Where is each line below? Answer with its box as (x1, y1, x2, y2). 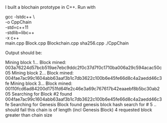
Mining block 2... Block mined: (11, 70, 74, 76)
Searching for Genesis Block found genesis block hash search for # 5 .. (10, 102, 157, 107)
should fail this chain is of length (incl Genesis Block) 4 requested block (5, 107, 153, 113)
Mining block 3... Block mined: (10, 80, 72, 86)
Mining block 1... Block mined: (5, 60, 66, 65)
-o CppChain (5, 19, 32, 25)
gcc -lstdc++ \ (5, 14, 35, 19)
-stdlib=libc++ (5, 30, 35, 35)
